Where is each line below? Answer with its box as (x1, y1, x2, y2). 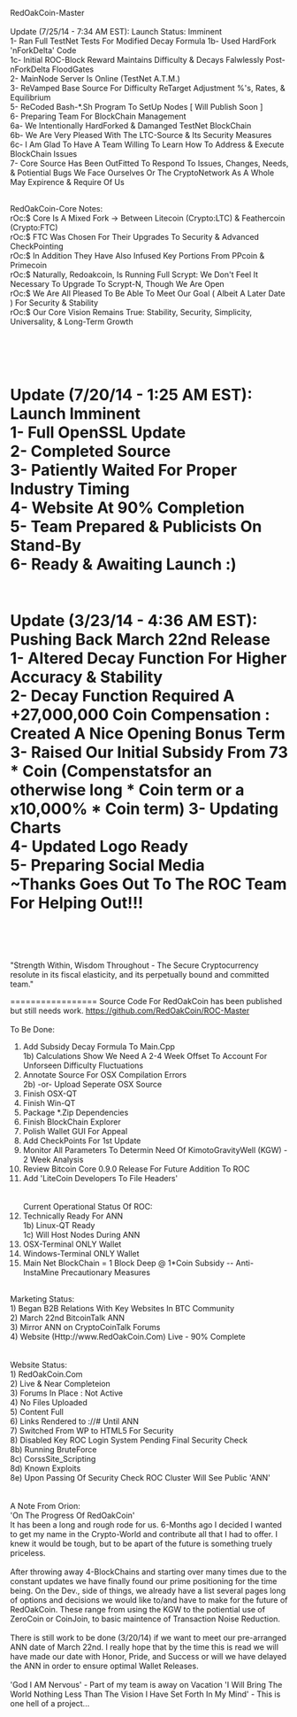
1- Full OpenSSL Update (10, 422, 187, 443)
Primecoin (10, 260, 48, 270)
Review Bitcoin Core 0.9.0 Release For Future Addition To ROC (22, 1164, 250, 1174)
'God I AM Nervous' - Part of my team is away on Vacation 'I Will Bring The (10, 1679, 283, 1690)
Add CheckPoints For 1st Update (22, 1135, 141, 1146)
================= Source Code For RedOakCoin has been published (10, 995, 282, 1006)
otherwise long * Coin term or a (10, 780, 245, 800)
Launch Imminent (10, 404, 141, 424)
